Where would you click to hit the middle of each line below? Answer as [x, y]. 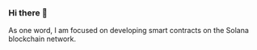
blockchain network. [42, 39]
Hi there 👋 [28, 13]
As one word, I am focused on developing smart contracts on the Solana [128, 31]
